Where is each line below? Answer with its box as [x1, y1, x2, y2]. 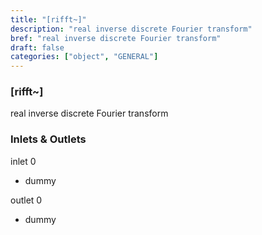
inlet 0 [10, 155, 37, 167]
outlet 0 [10, 194, 43, 206]
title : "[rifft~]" [10, 14, 87, 25]
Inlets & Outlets [10, 132, 87, 146]
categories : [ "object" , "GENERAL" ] [10, 52, 159, 62]
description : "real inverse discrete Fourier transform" [10, 24, 253, 34]
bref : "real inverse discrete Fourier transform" [10, 33, 222, 43]
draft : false [10, 42, 65, 53]
